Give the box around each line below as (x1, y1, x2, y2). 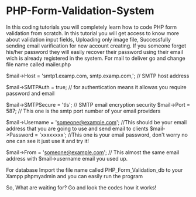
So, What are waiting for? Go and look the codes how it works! (6, 184, 157, 191)
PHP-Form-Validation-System (6, 4, 154, 18)
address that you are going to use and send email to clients (6, 125, 149, 132)
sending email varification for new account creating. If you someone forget (6, 42, 187, 49)
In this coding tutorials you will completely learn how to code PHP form (6, 23, 177, 30)
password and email (6, 90, 55, 97)
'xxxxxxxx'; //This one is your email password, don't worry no (39, 131, 188, 138)
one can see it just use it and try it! (6, 137, 90, 144)
